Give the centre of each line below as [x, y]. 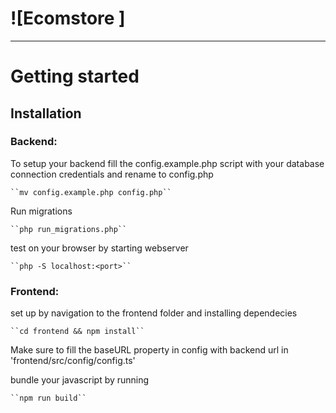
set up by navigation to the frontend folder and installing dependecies [154, 313]
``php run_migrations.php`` [69, 229]
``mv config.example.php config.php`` [91, 192]
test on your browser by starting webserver [99, 248]
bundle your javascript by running [80, 380]
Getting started [75, 76]
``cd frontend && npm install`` [77, 332]
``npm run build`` [48, 398]
